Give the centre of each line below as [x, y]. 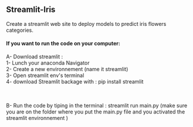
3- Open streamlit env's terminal [45, 75]
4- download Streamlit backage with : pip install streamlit [75, 82]
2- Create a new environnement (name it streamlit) [67, 69]
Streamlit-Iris [31, 10]
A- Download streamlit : [35, 57]
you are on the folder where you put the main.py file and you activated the [96, 112]
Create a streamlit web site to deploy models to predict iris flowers [86, 24]
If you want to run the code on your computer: [63, 44]
